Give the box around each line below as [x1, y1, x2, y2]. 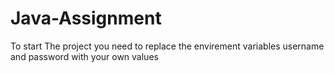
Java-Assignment [10, 7, 162, 30]
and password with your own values [10, 50, 159, 62]
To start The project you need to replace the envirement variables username [10, 40, 325, 52]
